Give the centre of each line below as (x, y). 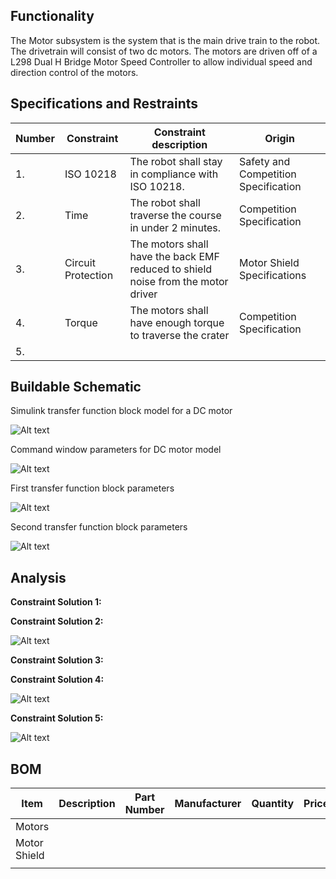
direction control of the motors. (74, 72)
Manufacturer (208, 804)
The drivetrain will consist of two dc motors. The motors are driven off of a (164, 51)
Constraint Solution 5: (57, 718)
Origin (279, 138)
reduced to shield (171, 269)
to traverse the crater (179, 335)
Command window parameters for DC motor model (116, 450)
